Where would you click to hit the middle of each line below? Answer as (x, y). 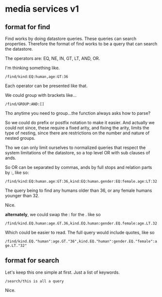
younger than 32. (22, 195)
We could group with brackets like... (41, 95)
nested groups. (20, 138)
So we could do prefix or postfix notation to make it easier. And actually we (80, 122)
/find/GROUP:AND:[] (25, 104)
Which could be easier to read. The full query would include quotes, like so (80, 232)
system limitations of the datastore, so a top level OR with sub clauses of (78, 153)
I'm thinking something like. (32, 68)
